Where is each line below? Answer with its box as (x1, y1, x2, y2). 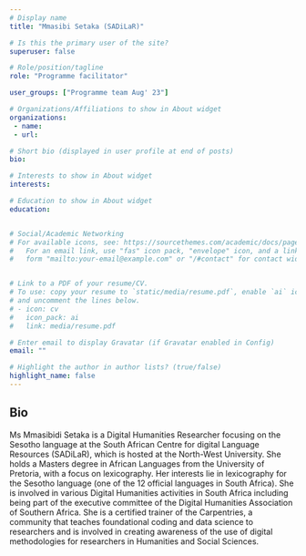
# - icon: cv (9, 304, 59, 314)
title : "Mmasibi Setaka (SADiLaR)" (9, 22, 145, 31)
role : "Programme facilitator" (9, 72, 128, 81)
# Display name (9, 13, 67, 23)
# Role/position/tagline (9, 63, 104, 73)
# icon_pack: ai (9, 313, 79, 322)
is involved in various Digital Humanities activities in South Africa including (9, 487, 289, 498)
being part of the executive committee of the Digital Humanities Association (9, 497, 293, 508)
